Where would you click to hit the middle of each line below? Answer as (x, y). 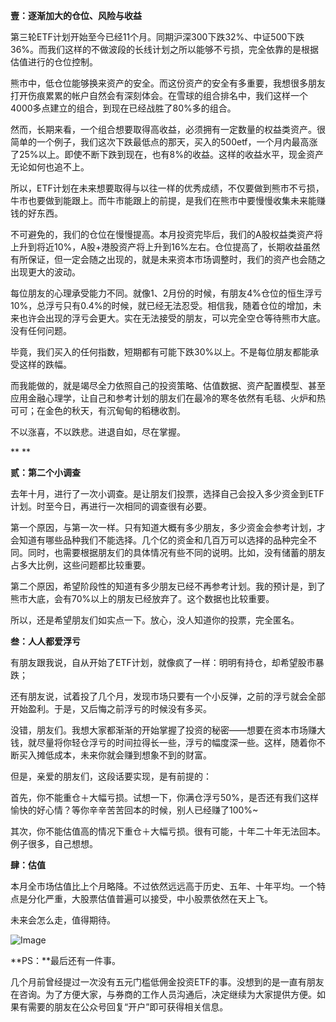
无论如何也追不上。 (50, 167)
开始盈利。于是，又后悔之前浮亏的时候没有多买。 (111, 708)
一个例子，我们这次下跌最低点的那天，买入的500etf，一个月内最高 (173, 142)
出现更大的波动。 (45, 272)
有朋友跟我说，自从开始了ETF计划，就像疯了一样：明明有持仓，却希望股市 (163, 662)
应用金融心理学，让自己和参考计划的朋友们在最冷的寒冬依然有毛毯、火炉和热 (168, 398)
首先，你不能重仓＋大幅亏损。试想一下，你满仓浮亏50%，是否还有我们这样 (164, 797)
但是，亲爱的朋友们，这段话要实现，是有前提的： (111, 776)
